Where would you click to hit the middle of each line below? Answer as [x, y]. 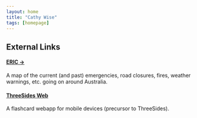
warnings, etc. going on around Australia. [57, 82]
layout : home [22, 12]
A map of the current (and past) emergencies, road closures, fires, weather [98, 75]
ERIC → [16, 62]
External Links [33, 47]
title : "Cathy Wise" [32, 17]
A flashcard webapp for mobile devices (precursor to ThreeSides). [88, 108]
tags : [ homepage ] [28, 23]
